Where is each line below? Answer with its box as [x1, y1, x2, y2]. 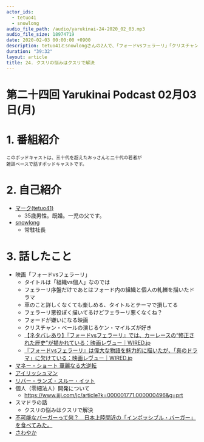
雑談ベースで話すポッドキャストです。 [6, 161, 87, 167]
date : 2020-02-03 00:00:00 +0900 [6, 37, 91, 43]
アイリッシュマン [15, 369, 58, 376]
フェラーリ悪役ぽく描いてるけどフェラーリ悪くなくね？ [24, 308, 163, 316]
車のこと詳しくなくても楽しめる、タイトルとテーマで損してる [24, 301, 178, 308]
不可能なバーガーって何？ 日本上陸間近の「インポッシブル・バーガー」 [15, 413, 196, 421]
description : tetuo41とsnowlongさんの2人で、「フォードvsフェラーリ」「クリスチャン [6, 43, 199, 49]
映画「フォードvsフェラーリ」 [15, 271, 91, 278]
